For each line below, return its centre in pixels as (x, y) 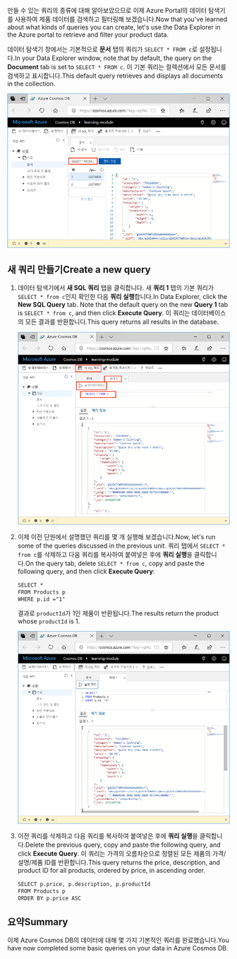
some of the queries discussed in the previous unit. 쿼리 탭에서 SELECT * (121, 546)
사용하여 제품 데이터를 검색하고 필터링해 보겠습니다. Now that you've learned (121, 19)
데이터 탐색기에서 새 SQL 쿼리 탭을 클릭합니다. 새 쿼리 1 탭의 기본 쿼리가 (115, 288)
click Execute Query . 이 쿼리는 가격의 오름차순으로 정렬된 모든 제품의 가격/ (122, 854)
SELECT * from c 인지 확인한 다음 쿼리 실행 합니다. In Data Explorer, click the (122, 296)
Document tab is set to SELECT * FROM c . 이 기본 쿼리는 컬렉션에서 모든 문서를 (117, 67)
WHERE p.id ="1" (41, 599)
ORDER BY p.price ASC (49, 899)
